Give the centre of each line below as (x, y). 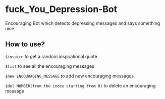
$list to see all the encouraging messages (50, 66)
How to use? (25, 44)
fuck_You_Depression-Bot (61, 9)
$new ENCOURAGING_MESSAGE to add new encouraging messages (70, 76)
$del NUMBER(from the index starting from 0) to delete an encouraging (80, 85)
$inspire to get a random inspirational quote (51, 56)
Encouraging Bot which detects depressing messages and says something (83, 23)
